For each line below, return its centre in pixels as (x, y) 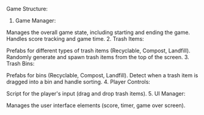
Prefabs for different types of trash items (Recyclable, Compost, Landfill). (98, 51)
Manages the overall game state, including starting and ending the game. (98, 32)
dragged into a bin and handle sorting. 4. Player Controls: (78, 82)
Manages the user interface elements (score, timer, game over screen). (96, 105)
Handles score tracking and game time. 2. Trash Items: (75, 39)
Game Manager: (35, 20)
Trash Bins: (20, 64)
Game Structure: (27, 9)
